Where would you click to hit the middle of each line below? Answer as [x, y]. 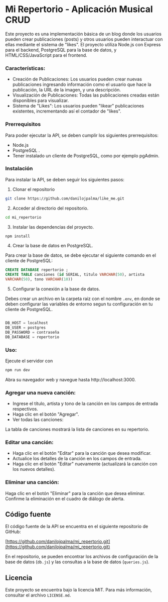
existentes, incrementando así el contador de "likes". [67, 111]
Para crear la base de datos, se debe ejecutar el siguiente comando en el [81, 255]
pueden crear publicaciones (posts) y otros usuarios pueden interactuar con [84, 39]
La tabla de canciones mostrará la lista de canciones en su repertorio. [77, 429]
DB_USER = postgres [26, 328]
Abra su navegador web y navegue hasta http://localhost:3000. [71, 379]
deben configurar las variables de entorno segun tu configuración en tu [79, 304]
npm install [18, 236]
